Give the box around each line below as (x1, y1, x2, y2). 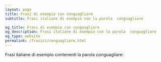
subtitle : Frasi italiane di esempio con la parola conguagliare (5, 16, 143, 21)
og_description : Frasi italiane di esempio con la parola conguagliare (5, 30, 157, 34)
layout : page (5, 7, 32, 12)
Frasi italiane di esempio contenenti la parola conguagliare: (5, 51, 124, 57)
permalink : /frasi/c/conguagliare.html (5, 38, 87, 44)
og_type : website (5, 34, 41, 39)
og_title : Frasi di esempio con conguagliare (5, 25, 99, 30)
